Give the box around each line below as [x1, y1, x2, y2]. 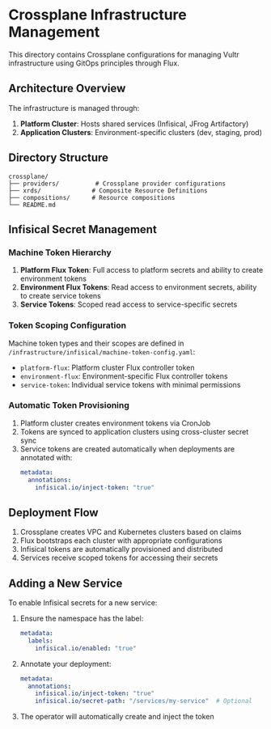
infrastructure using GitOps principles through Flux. [8, 58, 180, 68]
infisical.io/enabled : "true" [35, 644, 137, 652]
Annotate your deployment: [19, 659, 112, 668]
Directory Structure [8, 151, 109, 165]
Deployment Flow [8, 506, 99, 519]
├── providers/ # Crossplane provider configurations [8, 180, 227, 188]
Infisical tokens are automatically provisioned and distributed [19, 545, 223, 554]
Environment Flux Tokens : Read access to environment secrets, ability [19, 282, 257, 292]
